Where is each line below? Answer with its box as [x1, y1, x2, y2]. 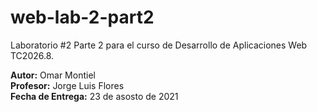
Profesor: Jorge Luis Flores [10, 79, 125, 91]
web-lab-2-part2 [10, 6, 155, 29]
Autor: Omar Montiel [10, 69, 96, 81]
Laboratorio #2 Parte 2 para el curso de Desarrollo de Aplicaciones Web [10, 39, 308, 51]
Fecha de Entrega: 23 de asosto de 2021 [10, 90, 179, 102]
